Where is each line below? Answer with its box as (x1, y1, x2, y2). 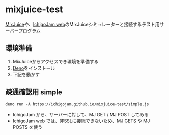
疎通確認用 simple (5, 88, 63, 97)
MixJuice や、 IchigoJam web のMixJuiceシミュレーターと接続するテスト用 (5, 21, 160, 27)
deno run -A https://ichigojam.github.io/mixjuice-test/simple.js (5, 101, 149, 107)
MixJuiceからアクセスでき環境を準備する (12, 58, 99, 64)
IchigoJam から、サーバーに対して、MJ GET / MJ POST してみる (12, 111, 149, 117)
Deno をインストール (12, 65, 55, 71)
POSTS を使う (12, 124, 43, 130)
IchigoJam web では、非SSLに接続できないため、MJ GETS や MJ (12, 118, 150, 124)
